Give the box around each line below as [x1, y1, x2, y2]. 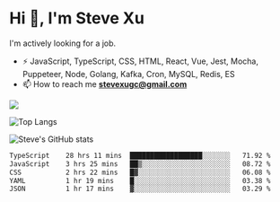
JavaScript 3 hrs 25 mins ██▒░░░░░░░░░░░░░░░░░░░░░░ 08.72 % [9, 159, 271, 169]
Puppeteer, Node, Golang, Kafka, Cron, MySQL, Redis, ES [22, 68, 235, 79]
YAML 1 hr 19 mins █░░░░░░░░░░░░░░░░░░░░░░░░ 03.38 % [9, 176, 271, 185]
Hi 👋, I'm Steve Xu [9, 8, 145, 29]
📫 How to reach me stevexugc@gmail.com [22, 78, 188, 89]
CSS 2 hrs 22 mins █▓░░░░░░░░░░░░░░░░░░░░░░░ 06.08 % [9, 168, 271, 177]
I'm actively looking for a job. [9, 38, 117, 48]
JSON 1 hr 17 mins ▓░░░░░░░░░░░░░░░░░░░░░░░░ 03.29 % [9, 184, 271, 194]
